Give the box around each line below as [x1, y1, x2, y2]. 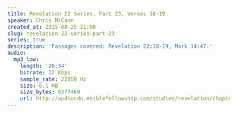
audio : [7, 50, 27, 57]
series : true [7, 36, 46, 44]
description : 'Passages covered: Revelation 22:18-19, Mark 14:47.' [7, 43, 213, 50]
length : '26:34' [20, 62, 68, 69]
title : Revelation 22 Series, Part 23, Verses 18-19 [7, 10, 166, 18]
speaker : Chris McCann [7, 17, 74, 24]
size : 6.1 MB [20, 82, 59, 89]
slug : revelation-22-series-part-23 [7, 29, 115, 37]
